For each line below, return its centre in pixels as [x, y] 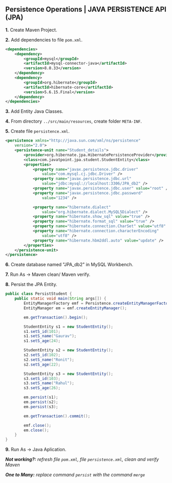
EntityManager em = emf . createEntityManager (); [75, 308]
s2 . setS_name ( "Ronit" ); [49, 359]
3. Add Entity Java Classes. [34, 111]
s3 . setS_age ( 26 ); [42, 388]
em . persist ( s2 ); [41, 402]
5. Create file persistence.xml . [38, 131]
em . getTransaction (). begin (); [56, 317]
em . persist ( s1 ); [41, 397]
